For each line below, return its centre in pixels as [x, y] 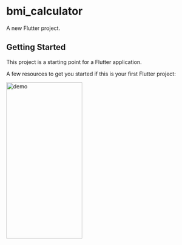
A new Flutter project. [33, 28]
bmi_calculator [45, 11]
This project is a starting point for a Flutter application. [74, 62]
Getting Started [36, 47]
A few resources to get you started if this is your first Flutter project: [91, 74]
